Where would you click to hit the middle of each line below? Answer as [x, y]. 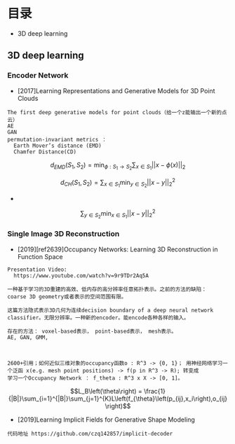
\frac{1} [155, 391]
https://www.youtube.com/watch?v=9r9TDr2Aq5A [81, 276]
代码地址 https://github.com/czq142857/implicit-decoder [90, 433]
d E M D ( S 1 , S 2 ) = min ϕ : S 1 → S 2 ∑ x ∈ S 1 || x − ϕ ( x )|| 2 [118, 166]
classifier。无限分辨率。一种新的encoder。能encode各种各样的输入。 [98, 318]
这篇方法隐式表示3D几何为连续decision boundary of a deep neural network [110, 310]
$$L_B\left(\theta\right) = [106, 391]
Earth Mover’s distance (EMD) [58, 146]
